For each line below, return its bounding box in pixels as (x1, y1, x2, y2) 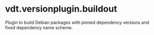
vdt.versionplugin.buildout (5, 3, 117, 15)
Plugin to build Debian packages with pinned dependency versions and (5, 19, 149, 25)
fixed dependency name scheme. (5, 24, 73, 30)
